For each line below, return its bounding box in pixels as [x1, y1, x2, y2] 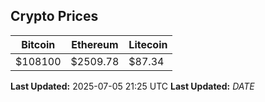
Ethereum [71, 37, 119, 51]
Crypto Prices [10, 8, 99, 25]
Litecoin [128, 37, 168, 51]
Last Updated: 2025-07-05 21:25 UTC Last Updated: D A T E [10, 80, 255, 92]
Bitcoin [21, 37, 56, 51]
